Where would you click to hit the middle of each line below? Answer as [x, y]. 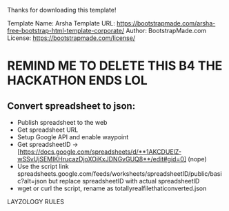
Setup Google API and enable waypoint [73, 137]
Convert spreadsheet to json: [71, 106]
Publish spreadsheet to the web [62, 122]
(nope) [197, 159]
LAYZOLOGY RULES [36, 202]
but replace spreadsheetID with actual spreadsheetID [124, 181]
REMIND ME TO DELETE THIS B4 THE [115, 66]
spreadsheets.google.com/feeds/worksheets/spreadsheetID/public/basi [119, 174]
